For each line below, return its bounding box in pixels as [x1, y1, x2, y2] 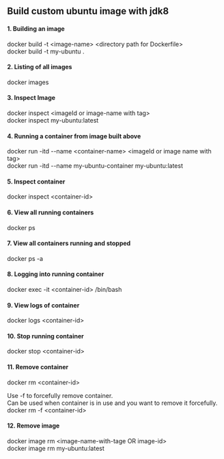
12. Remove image [7, 421, 60, 430]
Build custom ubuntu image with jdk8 [7, 5, 169, 17]
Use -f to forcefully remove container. [7, 391, 113, 399]
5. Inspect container [7, 177, 66, 186]
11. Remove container [7, 363, 69, 371]
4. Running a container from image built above [7, 132, 141, 140]
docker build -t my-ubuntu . [7, 47, 85, 55]
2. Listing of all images [7, 63, 72, 71]
